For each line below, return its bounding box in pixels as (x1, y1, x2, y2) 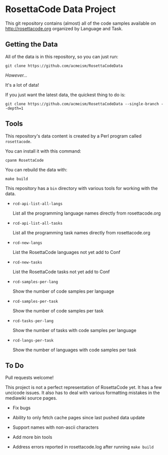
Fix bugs (12, 405, 31, 411)
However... (5, 72, 28, 78)
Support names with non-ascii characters (12, 424, 99, 430)
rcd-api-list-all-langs (12, 201, 63, 206)
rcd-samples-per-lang (12, 279, 58, 284)
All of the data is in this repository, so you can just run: (5, 53, 119, 59)
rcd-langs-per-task (12, 338, 54, 343)
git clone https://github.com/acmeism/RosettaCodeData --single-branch (5, 101, 159, 106)
